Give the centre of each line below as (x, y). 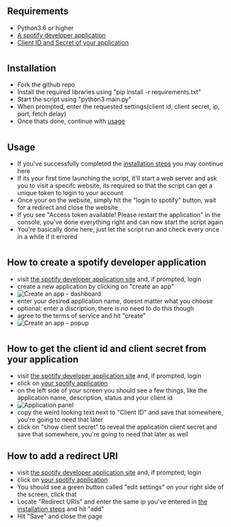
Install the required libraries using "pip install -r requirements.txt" (109, 92)
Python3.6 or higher (45, 27)
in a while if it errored (47, 237)
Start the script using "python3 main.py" (74, 100)
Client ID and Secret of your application (73, 42)
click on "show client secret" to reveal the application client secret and (117, 427)
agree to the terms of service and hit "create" (81, 315)
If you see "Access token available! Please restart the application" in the (119, 215)
